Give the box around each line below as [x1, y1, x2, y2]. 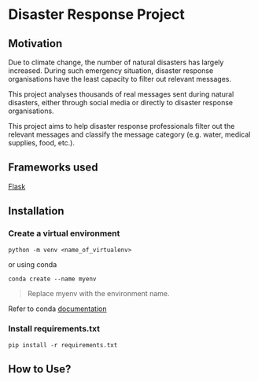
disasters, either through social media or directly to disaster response [8, 98, 234, 107]
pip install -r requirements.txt [8, 341, 118, 349]
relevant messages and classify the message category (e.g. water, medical [8, 130, 251, 139]
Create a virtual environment [8, 228, 120, 239]
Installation [8, 204, 64, 218]
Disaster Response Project [8, 5, 185, 24]
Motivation [8, 37, 63, 50]
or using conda [8, 259, 57, 269]
